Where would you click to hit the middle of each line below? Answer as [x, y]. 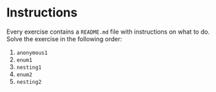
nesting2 [29, 82]
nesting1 [29, 67]
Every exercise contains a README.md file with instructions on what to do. [108, 32]
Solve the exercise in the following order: [64, 38]
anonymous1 [32, 53]
